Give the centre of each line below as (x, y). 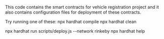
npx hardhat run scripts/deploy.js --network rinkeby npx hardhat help (75, 31)
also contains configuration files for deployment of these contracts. (73, 12)
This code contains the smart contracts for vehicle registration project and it (82, 7)
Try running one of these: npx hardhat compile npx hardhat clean (71, 22)
